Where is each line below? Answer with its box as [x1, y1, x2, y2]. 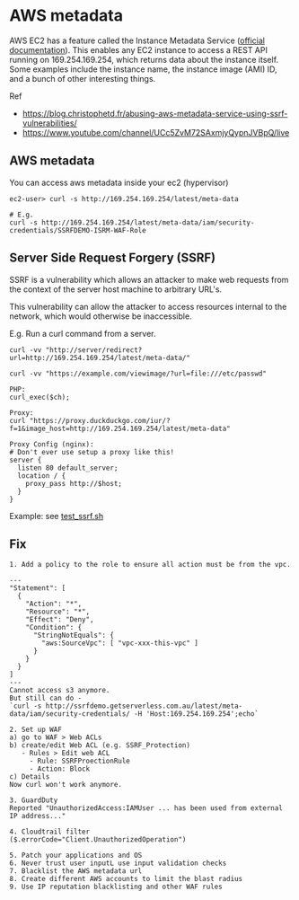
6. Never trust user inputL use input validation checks [9, 859, 227, 868]
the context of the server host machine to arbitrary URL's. [9, 284, 223, 295]
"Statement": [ [9, 584, 66, 593]
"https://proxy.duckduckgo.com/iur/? [29, 416, 171, 425]
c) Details [9, 772, 50, 781]
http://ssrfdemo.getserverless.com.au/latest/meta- [45, 701, 243, 710]
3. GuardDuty [9, 796, 58, 805]
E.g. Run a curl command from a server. [9, 328, 156, 339]
